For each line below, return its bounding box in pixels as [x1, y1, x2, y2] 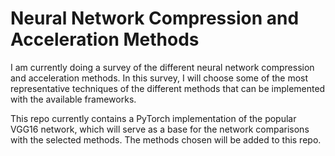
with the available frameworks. [10, 93, 137, 105]
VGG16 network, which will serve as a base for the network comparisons [10, 123, 310, 135]
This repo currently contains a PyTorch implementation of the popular [10, 112, 297, 124]
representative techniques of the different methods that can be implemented [10, 82, 326, 94]
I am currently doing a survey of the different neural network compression [10, 61, 315, 73]
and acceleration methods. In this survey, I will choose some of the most [10, 72, 309, 84]
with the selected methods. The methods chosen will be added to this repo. [10, 133, 322, 146]
